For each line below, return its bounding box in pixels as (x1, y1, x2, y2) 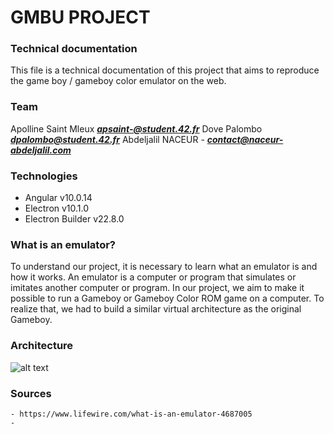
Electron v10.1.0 (24, 202, 90, 215)
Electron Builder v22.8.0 (24, 213, 125, 225)
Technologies (10, 169, 78, 183)
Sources (10, 386, 52, 400)
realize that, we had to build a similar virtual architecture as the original (10, 303, 302, 315)
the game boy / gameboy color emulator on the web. (10, 75, 227, 87)
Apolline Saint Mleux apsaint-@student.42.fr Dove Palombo (10, 122, 263, 135)
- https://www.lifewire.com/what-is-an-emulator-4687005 (10, 409, 253, 419)
